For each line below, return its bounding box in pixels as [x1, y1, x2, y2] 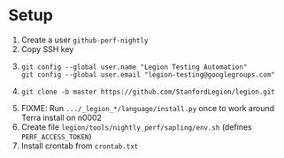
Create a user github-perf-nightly [20, 34, 149, 45]
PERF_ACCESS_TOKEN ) [20, 131, 92, 141]
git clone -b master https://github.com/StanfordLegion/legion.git [20, 87, 275, 96]
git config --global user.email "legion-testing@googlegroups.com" [20, 70, 275, 79]
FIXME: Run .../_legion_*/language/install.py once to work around [20, 102, 275, 113]
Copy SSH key [20, 43, 74, 54]
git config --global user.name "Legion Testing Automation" [20, 63, 248, 71]
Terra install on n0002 [20, 112, 103, 123]
